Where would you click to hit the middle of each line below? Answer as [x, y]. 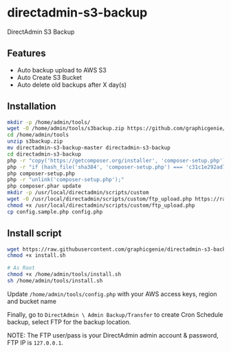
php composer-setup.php [41, 174]
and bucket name [32, 301]
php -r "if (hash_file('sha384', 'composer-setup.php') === [95, 167]
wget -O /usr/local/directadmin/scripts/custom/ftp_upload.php [100, 199]
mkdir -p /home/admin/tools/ [49, 122]
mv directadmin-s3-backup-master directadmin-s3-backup [89, 148]
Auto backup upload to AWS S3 [62, 70]
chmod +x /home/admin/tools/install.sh [64, 275]
